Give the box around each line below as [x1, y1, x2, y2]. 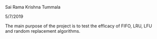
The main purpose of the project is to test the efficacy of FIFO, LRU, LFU [5, 23, 152, 29]
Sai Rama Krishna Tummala [5, 4, 61, 10]
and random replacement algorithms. [5, 28, 80, 34]
